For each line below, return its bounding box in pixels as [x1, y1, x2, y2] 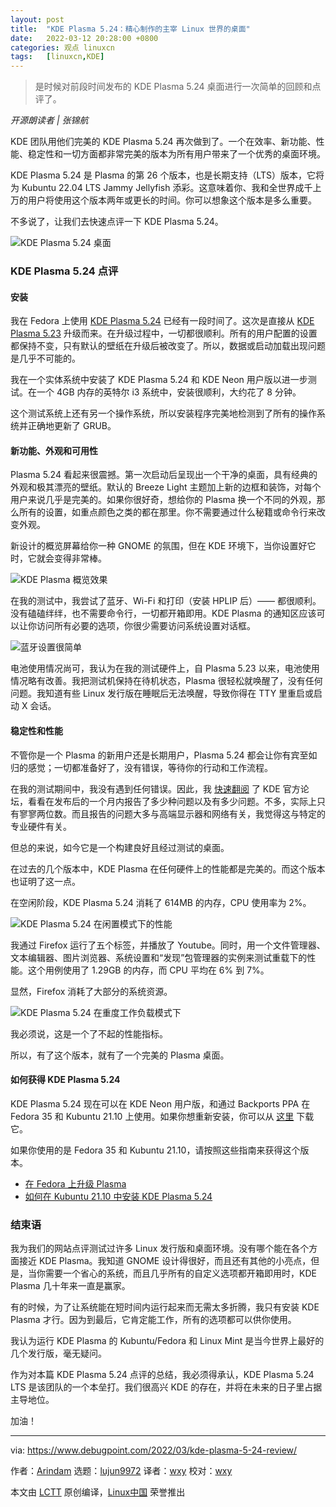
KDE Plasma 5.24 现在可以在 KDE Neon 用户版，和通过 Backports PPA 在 [10, 1097, 311, 1110]
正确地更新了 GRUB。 [27, 420, 117, 432]
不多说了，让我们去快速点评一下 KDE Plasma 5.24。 [10, 216, 224, 228]
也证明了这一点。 [10, 875, 81, 887]
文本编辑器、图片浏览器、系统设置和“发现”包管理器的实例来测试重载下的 [10, 951, 308, 963]
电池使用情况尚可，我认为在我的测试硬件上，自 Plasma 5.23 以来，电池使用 [10, 662, 320, 675]
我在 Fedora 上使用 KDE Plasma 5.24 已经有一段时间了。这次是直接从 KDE [10, 315, 315, 327]
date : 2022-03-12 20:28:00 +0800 [10, 33, 159, 43]
